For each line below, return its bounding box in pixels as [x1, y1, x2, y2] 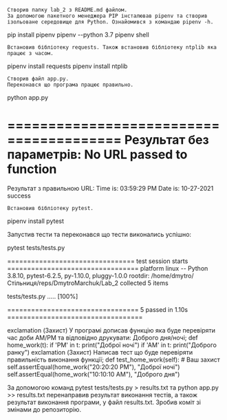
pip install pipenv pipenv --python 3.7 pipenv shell [7, 31, 149, 39]
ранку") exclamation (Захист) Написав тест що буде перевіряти [7, 348, 193, 356]
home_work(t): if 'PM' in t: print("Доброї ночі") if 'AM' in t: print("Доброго [7, 341, 217, 349]
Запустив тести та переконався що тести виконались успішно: [7, 230, 191, 238]
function [7, 162, 57, 177]
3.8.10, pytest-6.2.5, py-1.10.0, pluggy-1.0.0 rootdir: [7, 271, 150, 280]
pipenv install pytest [7, 217, 64, 225]
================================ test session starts [7, 257, 188, 265]
